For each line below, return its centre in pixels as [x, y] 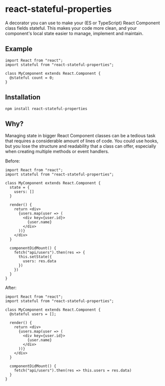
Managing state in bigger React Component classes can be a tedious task [80, 136]
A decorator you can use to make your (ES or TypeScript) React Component [82, 23]
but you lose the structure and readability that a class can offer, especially [81, 146]
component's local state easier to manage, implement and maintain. [74, 33]
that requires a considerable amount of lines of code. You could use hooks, [82, 141]
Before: [13, 161]
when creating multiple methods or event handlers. [57, 152]
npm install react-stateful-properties [46, 109]
